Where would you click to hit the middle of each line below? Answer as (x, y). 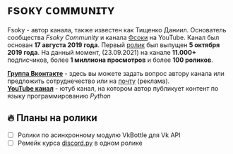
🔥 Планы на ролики (52, 118)
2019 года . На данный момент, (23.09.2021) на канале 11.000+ (102, 52)
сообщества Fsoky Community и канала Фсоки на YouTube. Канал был (113, 37)
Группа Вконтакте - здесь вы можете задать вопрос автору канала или (116, 73)
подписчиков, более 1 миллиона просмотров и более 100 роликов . (110, 60)
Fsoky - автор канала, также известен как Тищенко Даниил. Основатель (117, 30)
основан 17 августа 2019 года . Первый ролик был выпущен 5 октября (114, 45)
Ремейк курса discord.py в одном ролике (80, 143)
